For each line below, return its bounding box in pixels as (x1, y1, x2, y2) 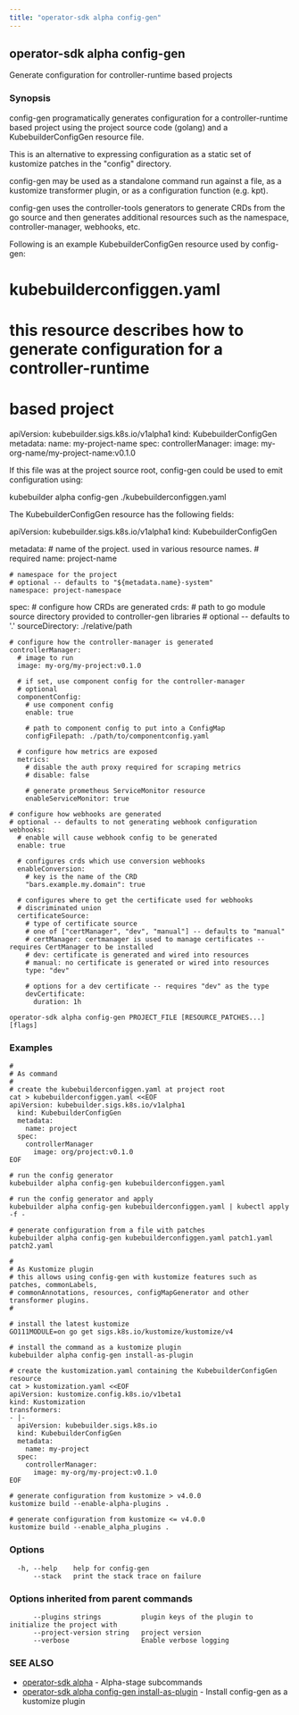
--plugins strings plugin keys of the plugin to (32, 1612, 253, 1621)
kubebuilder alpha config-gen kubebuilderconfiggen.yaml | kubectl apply (9, 1202, 290, 1211)
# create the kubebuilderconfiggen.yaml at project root (9, 1085, 226, 1094)
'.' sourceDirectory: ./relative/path (9, 621, 132, 632)
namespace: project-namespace (9, 586, 122, 595)
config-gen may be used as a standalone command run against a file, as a (9, 175, 282, 186)
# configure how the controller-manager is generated (9, 638, 214, 648)
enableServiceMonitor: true (25, 794, 129, 804)
